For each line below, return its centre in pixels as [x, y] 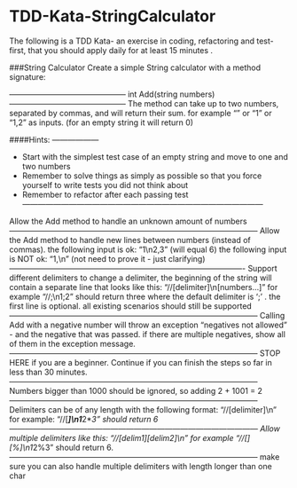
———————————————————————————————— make [145, 457]
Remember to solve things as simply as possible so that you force [142, 176]
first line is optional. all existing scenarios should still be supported [131, 306]
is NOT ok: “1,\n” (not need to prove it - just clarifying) [107, 258]
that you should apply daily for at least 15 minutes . [121, 50]
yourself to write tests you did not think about [105, 185]
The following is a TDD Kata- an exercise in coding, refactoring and [132, 41]
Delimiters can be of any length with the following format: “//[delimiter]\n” [143, 409]
